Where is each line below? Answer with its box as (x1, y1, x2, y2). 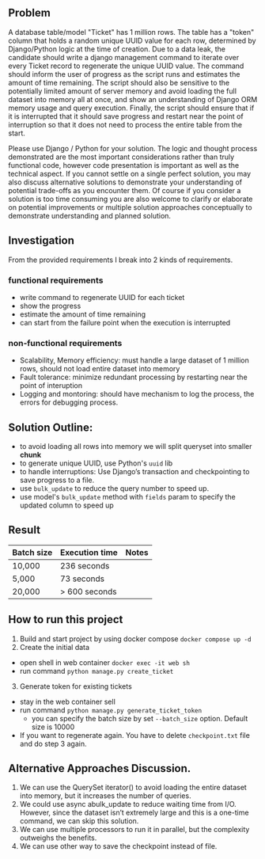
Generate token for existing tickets (19, 681, 132, 691)
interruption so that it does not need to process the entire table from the (8, 120, 243, 129)
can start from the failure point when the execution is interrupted (19, 317, 231, 327)
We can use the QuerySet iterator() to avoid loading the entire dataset (19, 783, 247, 792)
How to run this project (8, 613, 123, 626)
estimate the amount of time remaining (19, 309, 146, 319)
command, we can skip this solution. (19, 816, 139, 826)
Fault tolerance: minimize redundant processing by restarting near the (19, 372, 248, 382)
